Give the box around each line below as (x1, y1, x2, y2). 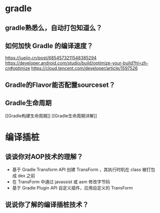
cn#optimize (5, 65, 30, 71)
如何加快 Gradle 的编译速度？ (5, 42, 93, 50)
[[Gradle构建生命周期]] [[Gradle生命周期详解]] (5, 113, 97, 119)
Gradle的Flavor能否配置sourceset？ (5, 81, 115, 89)
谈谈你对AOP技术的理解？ (5, 152, 83, 161)
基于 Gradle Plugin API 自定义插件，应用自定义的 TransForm (12, 185, 133, 191)
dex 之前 (18, 172, 35, 178)
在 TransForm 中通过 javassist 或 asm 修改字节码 (12, 179, 110, 185)
